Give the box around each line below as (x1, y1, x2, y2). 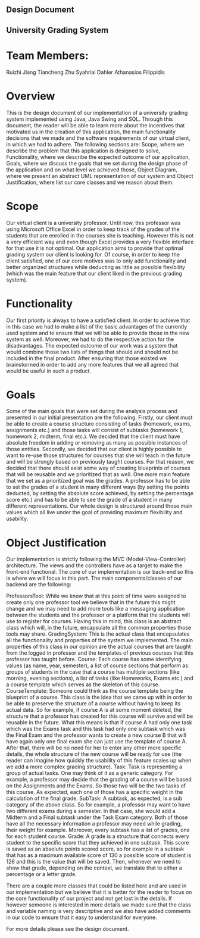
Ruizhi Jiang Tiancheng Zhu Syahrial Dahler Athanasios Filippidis (6, 68, 165, 76)
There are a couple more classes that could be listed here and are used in (6, 882, 187, 889)
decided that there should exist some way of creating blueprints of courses (6, 464, 190, 472)
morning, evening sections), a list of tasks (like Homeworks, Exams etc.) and (6, 675, 193, 682)
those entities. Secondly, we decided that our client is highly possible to (6, 446, 182, 453)
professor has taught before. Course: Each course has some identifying (6, 656, 182, 663)
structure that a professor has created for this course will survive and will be (6, 712, 193, 720)
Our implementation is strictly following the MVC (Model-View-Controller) (6, 556, 186, 563)
